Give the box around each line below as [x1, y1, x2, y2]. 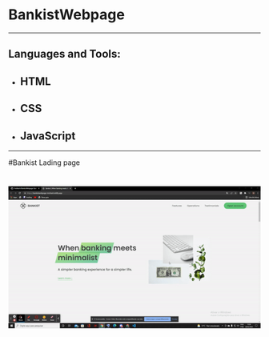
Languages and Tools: [8, 47, 122, 61]
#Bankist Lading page [8, 158, 80, 167]
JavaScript [19, 129, 76, 142]
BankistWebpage [8, 6, 126, 24]
